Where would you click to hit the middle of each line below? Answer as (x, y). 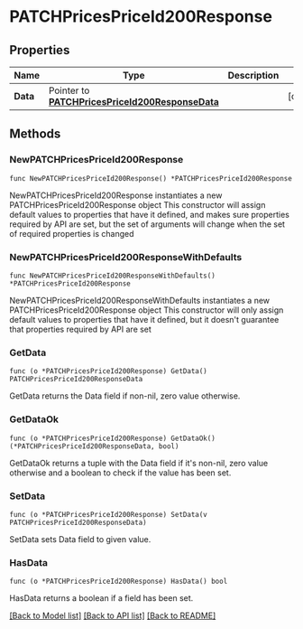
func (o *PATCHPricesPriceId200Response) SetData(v (108, 514)
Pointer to (69, 90)
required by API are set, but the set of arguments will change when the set (147, 224)
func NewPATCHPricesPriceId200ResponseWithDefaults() (113, 276)
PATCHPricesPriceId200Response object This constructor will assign (138, 204)
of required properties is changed (72, 233)
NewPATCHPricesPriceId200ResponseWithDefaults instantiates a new (140, 300)
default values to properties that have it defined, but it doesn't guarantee (144, 319)
